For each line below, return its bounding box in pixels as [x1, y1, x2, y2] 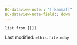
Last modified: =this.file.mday [5, 34, 69, 40]
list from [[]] [5, 25, 37, 30]
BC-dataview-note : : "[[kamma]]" [5, 7, 72, 12]
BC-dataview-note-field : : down [5, 12, 70, 17]
